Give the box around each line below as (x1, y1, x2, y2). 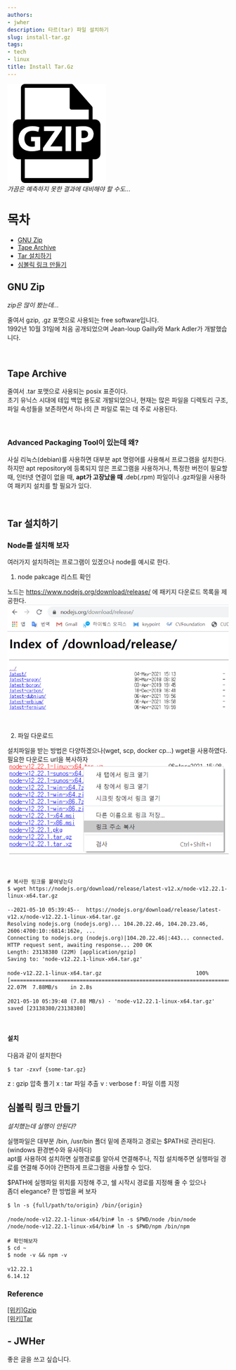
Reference (7, 1288, 44, 1298)
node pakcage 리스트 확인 (17, 573, 91, 581)
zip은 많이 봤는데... (7, 300, 59, 309)
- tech (7, 49, 27, 56)
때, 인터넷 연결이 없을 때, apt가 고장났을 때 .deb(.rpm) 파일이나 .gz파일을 (7, 472, 207, 481)
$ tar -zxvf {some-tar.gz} (7, 1066, 86, 1073)
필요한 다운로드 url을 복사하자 (7, 755, 88, 763)
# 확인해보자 (7, 1237, 39, 1245)
